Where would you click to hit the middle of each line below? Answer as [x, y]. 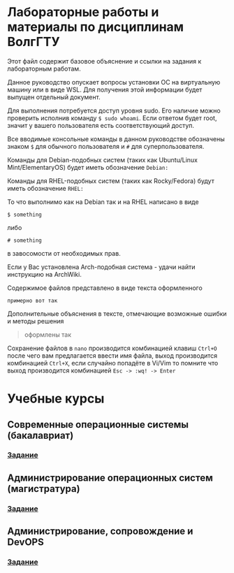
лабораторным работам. [44, 68]
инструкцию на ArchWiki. [44, 274]
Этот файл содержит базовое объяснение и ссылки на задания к [104, 61]
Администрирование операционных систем [110, 478]
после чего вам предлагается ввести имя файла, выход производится [112, 355]
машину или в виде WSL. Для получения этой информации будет [105, 89]
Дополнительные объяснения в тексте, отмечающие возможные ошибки [117, 313]
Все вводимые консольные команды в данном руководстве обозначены [116, 139]
